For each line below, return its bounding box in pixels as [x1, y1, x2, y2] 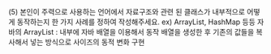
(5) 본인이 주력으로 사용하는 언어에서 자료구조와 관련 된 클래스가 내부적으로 [8, 7, 246, 16]
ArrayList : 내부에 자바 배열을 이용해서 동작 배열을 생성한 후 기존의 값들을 [23, 27, 255, 36]
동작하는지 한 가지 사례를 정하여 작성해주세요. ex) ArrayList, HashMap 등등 [16, 17, 256, 27]
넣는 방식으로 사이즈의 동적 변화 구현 [29, 37, 145, 47]
